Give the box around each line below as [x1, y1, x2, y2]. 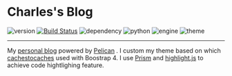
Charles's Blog [7, 4, 93, 20]
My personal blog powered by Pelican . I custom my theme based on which [7, 46, 221, 55]
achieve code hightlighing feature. [7, 61, 105, 69]
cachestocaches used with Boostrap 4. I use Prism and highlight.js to [7, 53, 204, 62]
